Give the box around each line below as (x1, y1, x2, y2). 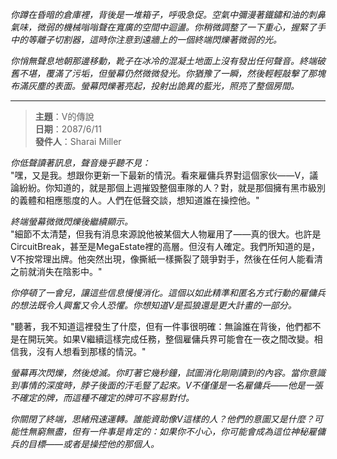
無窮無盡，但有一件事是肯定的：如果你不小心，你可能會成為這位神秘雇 (27, 426, 317, 437)
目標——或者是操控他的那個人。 (27, 438, 160, 450)
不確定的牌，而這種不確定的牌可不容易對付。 (10, 392, 195, 403)
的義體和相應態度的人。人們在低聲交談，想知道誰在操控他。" (10, 194, 260, 206)
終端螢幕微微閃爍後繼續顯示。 (10, 216, 133, 227)
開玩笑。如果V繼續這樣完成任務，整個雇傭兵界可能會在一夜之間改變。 (27, 333, 315, 345)
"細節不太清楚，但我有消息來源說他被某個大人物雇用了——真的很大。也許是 (10, 228, 322, 240)
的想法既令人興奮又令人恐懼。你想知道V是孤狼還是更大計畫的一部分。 (10, 299, 297, 311)
